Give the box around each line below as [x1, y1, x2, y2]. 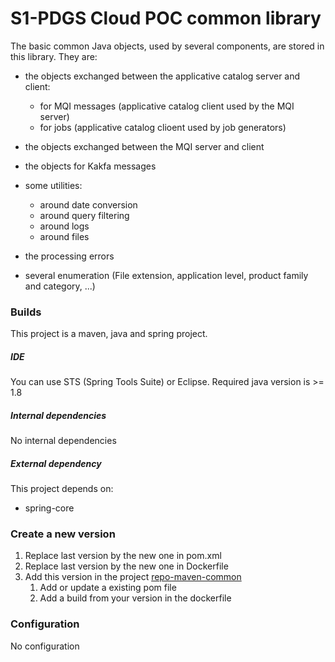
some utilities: [24, 179, 83, 191]
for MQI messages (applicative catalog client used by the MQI [39, 100, 295, 112]
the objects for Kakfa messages [24, 160, 157, 172]
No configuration [10, 640, 80, 652]
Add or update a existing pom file [39, 582, 177, 594]
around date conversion [39, 198, 138, 211]
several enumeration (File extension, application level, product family [24, 269, 309, 281]
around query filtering [39, 209, 130, 221]
